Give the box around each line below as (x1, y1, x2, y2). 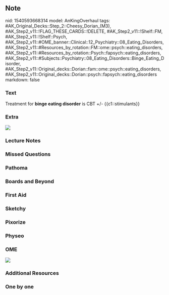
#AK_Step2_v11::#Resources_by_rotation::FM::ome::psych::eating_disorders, (5, 44, 163, 50)
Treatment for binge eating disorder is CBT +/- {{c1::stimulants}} (5, 101, 140, 107)
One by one (5, 283, 34, 290)
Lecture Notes (5, 137, 41, 144)
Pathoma (5, 164, 28, 172)
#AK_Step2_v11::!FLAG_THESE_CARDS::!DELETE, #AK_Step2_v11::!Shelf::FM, (5, 28, 163, 34)
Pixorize (5, 219, 26, 226)
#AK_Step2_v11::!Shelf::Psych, (5, 33, 67, 39)
